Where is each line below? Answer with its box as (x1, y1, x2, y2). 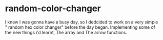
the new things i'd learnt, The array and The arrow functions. (5, 29, 127, 35)
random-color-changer (5, 3, 101, 14)
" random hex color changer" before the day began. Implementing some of (5, 24, 155, 30)
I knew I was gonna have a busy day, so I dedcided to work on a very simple (5, 19, 159, 25)
